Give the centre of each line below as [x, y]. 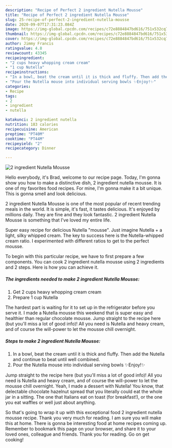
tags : [11, 96]
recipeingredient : [25, 58]
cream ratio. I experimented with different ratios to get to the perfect [77, 241]
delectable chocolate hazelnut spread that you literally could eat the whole [84, 391]
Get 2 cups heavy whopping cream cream [57, 292]
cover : [12, 39]
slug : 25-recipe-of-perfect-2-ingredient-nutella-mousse [67, 20]
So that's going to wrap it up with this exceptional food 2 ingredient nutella [84, 413]
